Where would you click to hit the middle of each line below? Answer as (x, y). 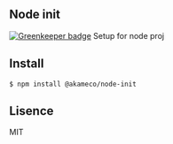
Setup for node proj (129, 35)
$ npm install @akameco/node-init (73, 84)
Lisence (31, 111)
